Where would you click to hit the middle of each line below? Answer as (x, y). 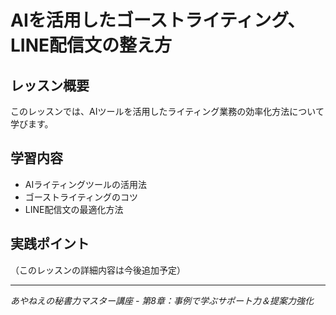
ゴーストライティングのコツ (81, 197)
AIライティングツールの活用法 (86, 184)
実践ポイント (50, 244)
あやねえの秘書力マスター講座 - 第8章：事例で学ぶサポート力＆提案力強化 (162, 300)
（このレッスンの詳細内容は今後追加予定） (98, 270)
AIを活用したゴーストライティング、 (158, 20)
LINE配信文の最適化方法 (74, 209)
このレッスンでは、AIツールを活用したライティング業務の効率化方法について (167, 111)
